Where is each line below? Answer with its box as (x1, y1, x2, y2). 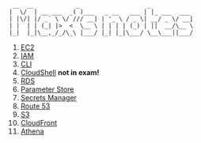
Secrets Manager (20, 93, 78, 102)
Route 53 (20, 101, 51, 111)
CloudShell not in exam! (20, 68, 100, 77)
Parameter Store (20, 85, 74, 94)
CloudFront (20, 119, 58, 127)
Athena (20, 126, 44, 136)
